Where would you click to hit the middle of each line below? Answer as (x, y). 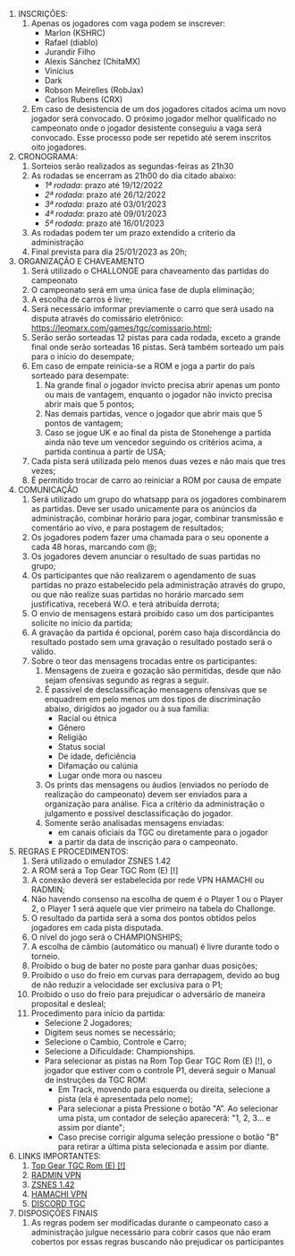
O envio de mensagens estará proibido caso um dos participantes (152, 613)
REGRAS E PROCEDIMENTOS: (73, 852)
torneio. (46, 956)
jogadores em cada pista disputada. (97, 928)
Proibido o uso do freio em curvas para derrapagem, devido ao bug (155, 975)
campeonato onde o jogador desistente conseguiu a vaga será (146, 128)
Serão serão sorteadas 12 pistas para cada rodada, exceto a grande (156, 337)
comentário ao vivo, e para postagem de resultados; (127, 528)
